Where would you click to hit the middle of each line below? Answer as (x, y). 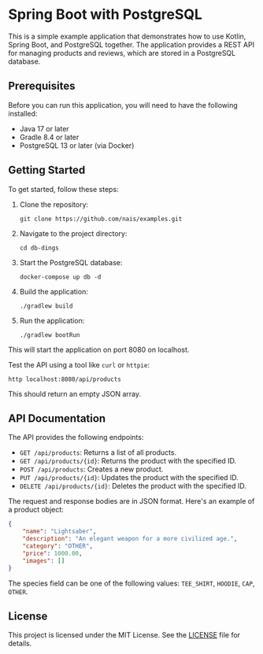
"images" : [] (44, 560)
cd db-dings (39, 248)
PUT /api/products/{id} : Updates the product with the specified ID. (129, 478)
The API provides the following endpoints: (76, 438)
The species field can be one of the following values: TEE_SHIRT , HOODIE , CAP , (131, 583)
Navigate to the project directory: (73, 233)
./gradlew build (46, 306)
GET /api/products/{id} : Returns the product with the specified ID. (128, 461)
